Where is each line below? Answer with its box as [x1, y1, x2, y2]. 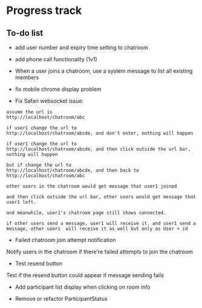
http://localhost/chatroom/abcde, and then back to [6, 167, 139, 173]
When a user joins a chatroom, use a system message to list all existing [15, 67, 193, 75]
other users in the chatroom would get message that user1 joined [6, 183, 177, 189]
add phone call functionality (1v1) [15, 56, 98, 62]
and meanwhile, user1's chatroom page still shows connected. [6, 210, 166, 216]
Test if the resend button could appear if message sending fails [6, 272, 165, 279]
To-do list [6, 28, 44, 38]
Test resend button [15, 260, 62, 267]
